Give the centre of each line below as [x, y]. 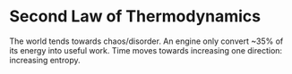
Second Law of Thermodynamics [135, 16]
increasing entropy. [45, 60]
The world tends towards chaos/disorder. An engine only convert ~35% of [146, 41]
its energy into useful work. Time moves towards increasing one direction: [146, 50]
